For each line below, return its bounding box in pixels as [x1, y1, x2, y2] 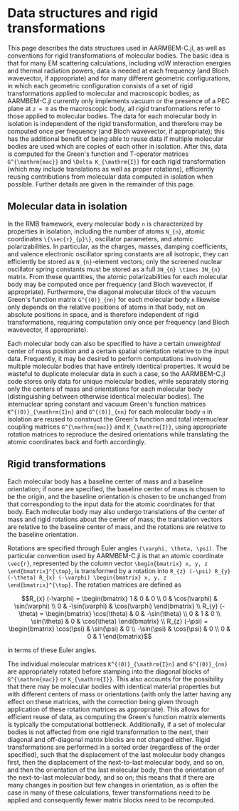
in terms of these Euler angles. [7, 646, 97, 654]
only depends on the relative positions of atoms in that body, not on [7, 303, 206, 311]
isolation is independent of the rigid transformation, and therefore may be [7, 119, 223, 127]
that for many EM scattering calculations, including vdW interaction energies [7, 58, 231, 67]
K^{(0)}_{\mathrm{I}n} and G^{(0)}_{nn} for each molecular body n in [7, 407, 213, 416]
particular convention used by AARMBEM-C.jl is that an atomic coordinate [7, 551, 224, 560]
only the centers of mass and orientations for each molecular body [7, 384, 203, 393]
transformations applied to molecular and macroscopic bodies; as [7, 89, 201, 98]
